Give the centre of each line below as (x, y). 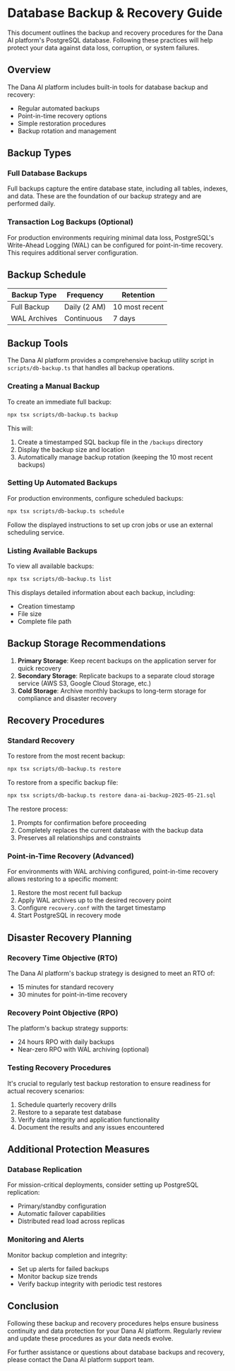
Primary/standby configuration (62, 1206)
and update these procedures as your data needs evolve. (90, 1338)
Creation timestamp (46, 606)
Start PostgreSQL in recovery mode (69, 916)
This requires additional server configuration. (73, 252)
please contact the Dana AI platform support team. (81, 1359)
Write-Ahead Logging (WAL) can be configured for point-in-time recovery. (115, 245)
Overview (29, 70)
